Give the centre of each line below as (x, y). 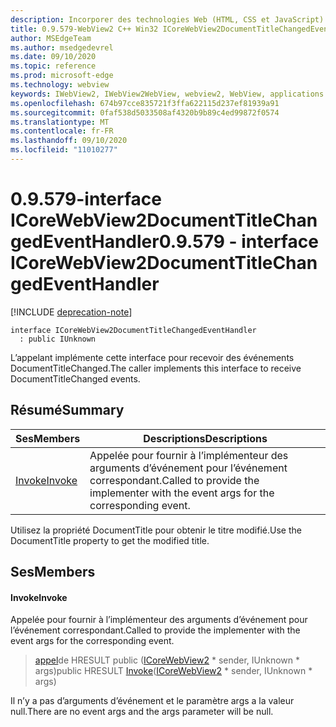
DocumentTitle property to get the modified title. (110, 540)
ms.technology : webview (60, 85)
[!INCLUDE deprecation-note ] (71, 312)
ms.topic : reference (53, 66)
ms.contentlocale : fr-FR (62, 131)
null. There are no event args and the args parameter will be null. (142, 712)
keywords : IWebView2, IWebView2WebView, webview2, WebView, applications (167, 94)
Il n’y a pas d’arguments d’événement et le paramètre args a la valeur (152, 701)
